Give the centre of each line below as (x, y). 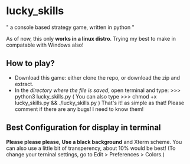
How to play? (30, 63)
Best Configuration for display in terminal (83, 128)
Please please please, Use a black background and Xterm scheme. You (94, 142)
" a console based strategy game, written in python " (70, 27)
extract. (24, 84)
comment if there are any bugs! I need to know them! (79, 109)
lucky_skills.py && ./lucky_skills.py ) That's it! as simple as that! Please (99, 103)
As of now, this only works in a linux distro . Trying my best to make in (91, 38)
